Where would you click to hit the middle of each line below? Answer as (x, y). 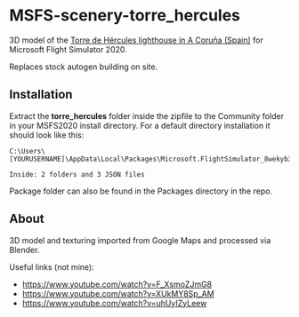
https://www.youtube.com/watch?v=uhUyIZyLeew (114, 303)
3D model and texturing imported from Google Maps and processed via (140, 240)
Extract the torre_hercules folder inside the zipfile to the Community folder (147, 115)
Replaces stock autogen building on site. (84, 67)
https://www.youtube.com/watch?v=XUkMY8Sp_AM (118, 293)
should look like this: (47, 135)
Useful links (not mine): (52, 266)
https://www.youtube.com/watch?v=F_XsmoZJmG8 (117, 284)
